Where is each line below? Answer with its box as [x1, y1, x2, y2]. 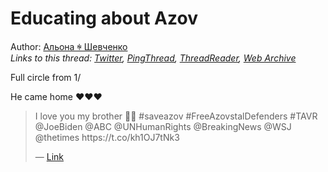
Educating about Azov [10, 7, 198, 30]
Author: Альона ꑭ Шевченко [10, 40, 128, 52]
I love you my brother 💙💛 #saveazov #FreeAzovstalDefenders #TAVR [34, 110, 318, 122]
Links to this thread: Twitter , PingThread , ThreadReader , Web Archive [10, 52, 297, 64]
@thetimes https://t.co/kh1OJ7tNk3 [34, 131, 180, 143]
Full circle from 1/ [10, 71, 82, 83]
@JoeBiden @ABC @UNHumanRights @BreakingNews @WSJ [34, 120, 292, 132]
